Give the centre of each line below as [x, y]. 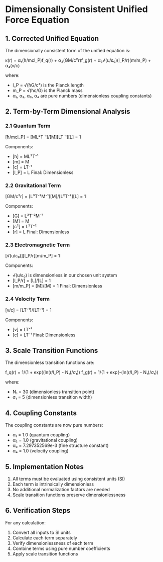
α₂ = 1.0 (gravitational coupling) [45, 440]
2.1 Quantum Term [28, 126]
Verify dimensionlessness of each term [53, 543]
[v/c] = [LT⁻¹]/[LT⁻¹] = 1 [28, 310]
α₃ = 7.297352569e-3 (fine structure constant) [60, 445]
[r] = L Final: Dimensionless [41, 232]
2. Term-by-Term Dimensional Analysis [68, 112]
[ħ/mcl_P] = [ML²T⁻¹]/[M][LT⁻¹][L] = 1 [43, 137]
